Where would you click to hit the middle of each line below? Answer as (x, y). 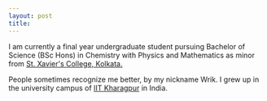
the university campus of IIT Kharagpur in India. (88, 88)
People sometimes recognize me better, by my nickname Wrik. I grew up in (134, 79)
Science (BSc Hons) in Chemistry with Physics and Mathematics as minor (131, 55)
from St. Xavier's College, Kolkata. (66, 63)
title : (20, 23)
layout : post (31, 16)
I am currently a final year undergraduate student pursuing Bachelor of (127, 46)
